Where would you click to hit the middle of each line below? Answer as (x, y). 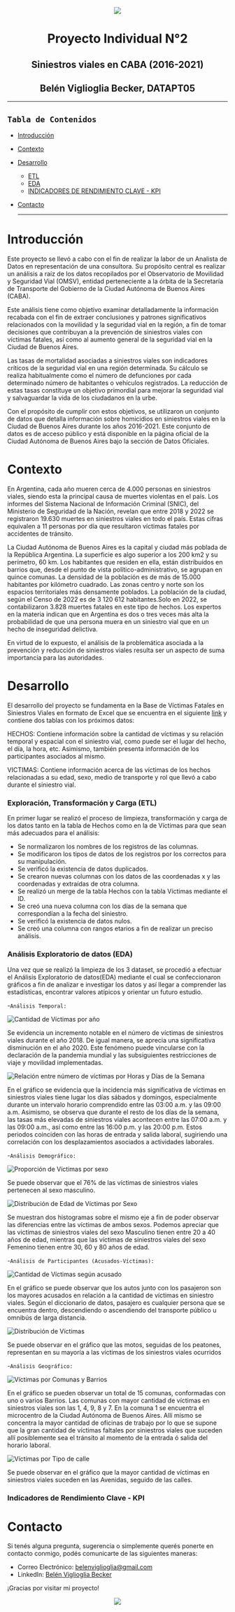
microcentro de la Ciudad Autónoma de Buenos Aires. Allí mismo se (105, 1415)
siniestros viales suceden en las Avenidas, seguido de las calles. (100, 1479)
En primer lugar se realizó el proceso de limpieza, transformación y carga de (117, 818)
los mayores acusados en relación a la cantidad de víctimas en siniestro (111, 1295)
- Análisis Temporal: (37, 1005)
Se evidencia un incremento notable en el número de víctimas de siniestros (115, 1032)
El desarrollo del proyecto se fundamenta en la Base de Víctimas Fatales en (116, 705)
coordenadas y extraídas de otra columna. (78, 884)
